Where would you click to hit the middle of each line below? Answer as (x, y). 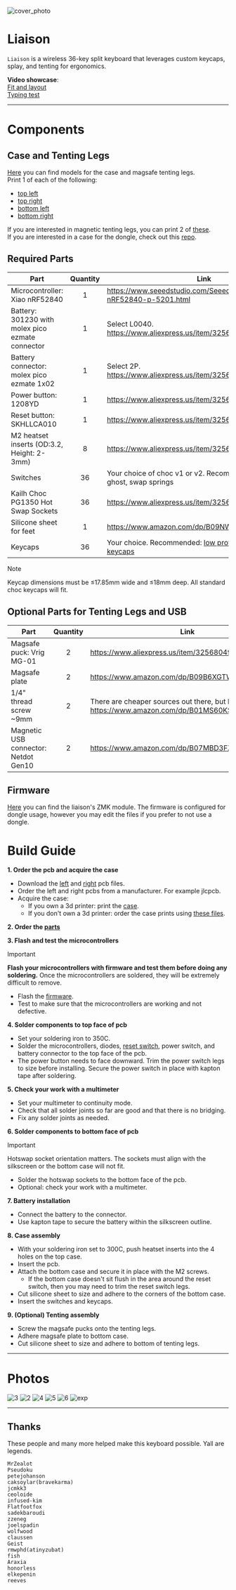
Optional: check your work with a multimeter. (82, 1188)
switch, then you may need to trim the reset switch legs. (109, 1287)
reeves (17, 1581)
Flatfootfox (25, 1507)
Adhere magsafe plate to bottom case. (73, 1336)
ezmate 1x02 (33, 383)
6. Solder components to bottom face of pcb (73, 1131)
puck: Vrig (28, 652)
